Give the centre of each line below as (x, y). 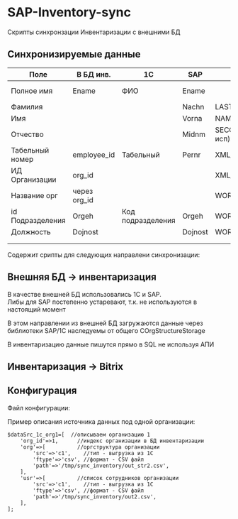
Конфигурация (42, 391)
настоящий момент (36, 309)
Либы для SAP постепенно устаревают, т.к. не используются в (102, 302)
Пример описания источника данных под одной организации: (101, 421)
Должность (31, 231)
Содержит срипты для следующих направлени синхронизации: (104, 255)
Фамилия (27, 106)
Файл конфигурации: (39, 408)
